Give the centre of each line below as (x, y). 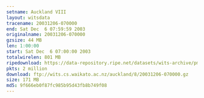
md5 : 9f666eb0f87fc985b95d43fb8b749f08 (57, 86)
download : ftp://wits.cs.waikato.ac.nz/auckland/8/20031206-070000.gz (97, 74)
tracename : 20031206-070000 (42, 23)
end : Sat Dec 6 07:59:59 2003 (46, 29)
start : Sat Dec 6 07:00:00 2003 (49, 52)
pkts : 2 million (27, 68)
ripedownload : (24, 63)
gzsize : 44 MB (24, 40)
